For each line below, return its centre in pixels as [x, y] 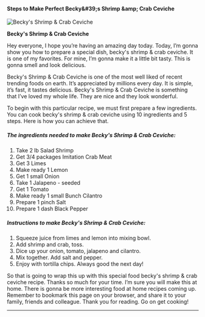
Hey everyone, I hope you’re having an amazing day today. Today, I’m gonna [102, 46]
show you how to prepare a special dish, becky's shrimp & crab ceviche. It [100, 52]
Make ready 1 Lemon [42, 170]
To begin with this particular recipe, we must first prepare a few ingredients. [102, 108]
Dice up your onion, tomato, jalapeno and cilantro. [78, 251]
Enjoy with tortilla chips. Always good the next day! [79, 264]
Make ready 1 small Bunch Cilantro [59, 196]
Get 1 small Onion [37, 176]
